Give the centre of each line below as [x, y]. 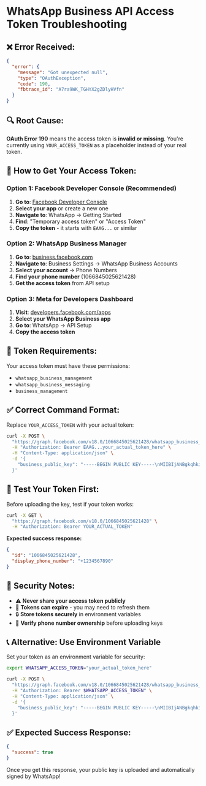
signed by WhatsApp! [34, 776]
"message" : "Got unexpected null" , [63, 72]
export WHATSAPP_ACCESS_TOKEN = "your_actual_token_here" [79, 668]
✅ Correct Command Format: [63, 410]
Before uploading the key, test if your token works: [70, 504]
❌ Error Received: [41, 47]
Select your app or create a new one [62, 208]
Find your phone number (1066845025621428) [75, 277]
